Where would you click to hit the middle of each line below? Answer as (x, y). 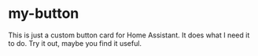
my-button (44, 14)
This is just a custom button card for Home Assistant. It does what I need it (129, 35)
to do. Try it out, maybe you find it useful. (75, 43)
